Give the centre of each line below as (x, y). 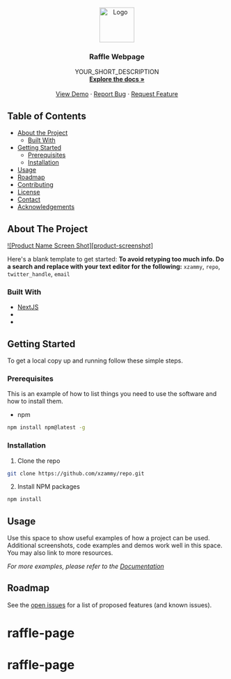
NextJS (28, 307)
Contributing (35, 185)
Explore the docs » (117, 79)
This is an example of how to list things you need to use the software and (112, 394)
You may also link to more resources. (60, 553)
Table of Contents (47, 116)
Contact (29, 199)
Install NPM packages (48, 487)
